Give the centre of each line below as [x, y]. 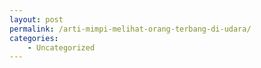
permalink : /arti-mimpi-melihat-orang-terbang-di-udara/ [130, 29]
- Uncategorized [61, 47]
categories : [34, 38]
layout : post [36, 19]
